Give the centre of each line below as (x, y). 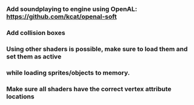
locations (20, 97)
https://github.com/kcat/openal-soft (62, 16)
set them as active (34, 56)
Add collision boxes (36, 33)
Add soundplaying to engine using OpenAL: (72, 9)
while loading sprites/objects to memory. (68, 72)
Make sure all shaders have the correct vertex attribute (89, 89)
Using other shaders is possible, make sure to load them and (97, 49)
